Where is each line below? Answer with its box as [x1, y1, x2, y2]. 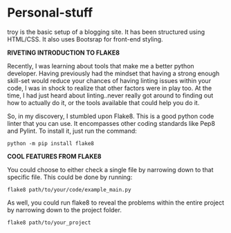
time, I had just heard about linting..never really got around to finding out [7, 91, 214, 100]
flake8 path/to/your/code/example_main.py [7, 186, 131, 193]
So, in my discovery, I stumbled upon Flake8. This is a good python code [7, 112, 214, 120]
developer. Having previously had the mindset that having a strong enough [7, 69, 220, 77]
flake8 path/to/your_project [7, 219, 91, 226]
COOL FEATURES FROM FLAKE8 [7, 152, 102, 160]
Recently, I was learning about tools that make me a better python [7, 62, 195, 70]
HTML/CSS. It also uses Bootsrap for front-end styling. [7, 35, 164, 43]
